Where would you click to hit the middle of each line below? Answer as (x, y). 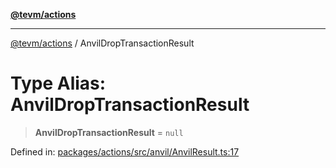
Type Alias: (58, 83)
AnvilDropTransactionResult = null (109, 132)
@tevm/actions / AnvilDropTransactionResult (102, 43)
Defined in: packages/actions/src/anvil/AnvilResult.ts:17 (125, 151)
